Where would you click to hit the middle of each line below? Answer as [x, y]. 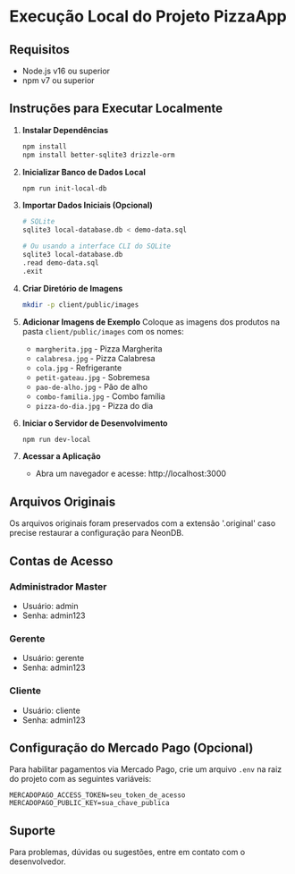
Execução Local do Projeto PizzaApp [148, 17]
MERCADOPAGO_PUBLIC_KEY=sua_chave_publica [89, 803]
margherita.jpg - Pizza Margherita [99, 348]
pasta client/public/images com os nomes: [103, 331]
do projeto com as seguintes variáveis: [80, 779]
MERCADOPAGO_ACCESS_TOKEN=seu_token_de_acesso [97, 795]
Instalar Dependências [65, 130]
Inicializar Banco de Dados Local [84, 172]
